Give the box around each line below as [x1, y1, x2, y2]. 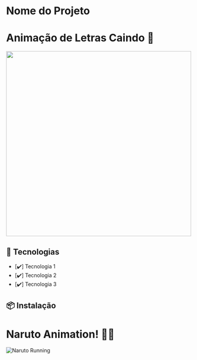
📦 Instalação [6, 301, 56, 311]
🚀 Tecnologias [6, 247, 60, 257]
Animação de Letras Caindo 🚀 [6, 31, 154, 45]
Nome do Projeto [6, 4, 91, 18]
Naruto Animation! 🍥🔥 [6, 327, 115, 341]
